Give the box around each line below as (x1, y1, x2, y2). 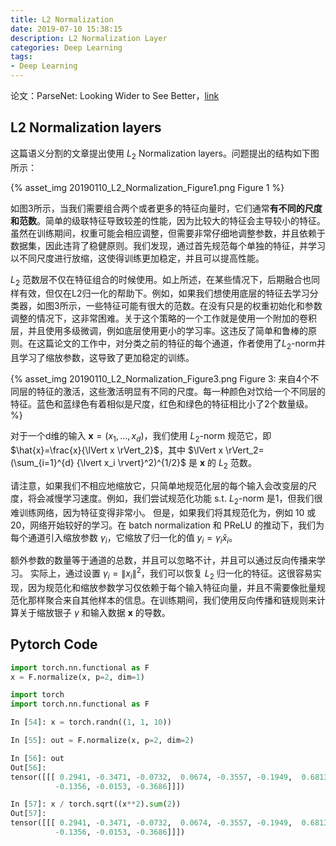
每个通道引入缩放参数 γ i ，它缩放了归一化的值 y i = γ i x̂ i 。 (10, 531, 238, 546)
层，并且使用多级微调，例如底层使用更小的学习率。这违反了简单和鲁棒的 (10, 325, 308, 337)
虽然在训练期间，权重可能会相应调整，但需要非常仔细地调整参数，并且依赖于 (10, 227, 326, 239)
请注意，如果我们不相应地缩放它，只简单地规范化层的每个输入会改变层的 (10, 479, 308, 491)
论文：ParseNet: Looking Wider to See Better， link (10, 90, 220, 101)
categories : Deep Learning (10, 42, 123, 53)
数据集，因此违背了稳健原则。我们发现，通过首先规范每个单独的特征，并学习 (10, 239, 326, 251)
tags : (10, 52, 33, 62)
